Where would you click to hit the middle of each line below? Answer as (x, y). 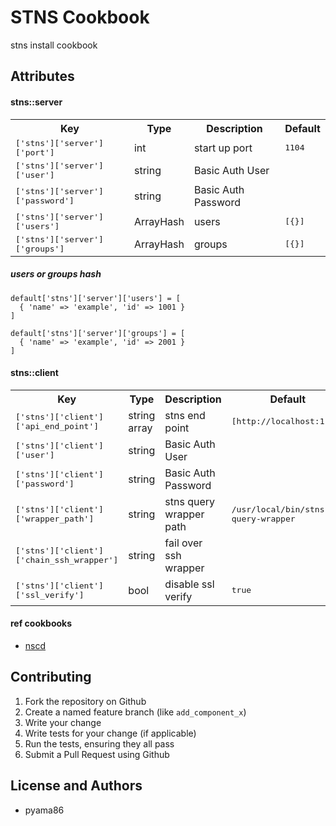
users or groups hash (56, 274)
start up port (223, 148)
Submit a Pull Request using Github (97, 754)
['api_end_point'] (57, 426)
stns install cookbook (54, 45)
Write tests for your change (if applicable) (110, 733)
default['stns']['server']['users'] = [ (96, 298)
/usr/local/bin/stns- (280, 509)
